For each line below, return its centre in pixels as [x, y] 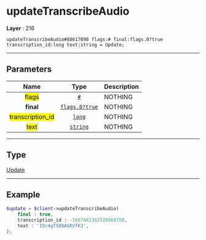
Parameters [29, 69]
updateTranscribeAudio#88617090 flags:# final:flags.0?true [85, 39]
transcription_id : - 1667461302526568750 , [72, 220]
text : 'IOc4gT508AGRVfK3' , [53, 226]
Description [121, 86]
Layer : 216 [21, 28]
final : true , [35, 215]
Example [23, 194]
